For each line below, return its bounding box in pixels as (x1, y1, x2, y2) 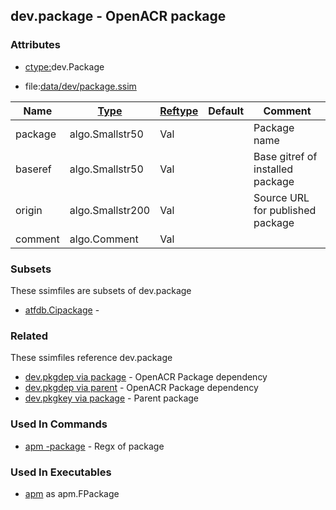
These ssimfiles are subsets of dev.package (10, 284, 192, 296)
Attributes (10, 38, 61, 52)
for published (253, 203, 317, 217)
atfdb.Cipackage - (24, 304, 100, 316)
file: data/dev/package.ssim (24, 80, 137, 92)
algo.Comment (69, 232, 139, 246)
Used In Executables (10, 465, 112, 479)
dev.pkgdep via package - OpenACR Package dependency (24, 371, 268, 383)
